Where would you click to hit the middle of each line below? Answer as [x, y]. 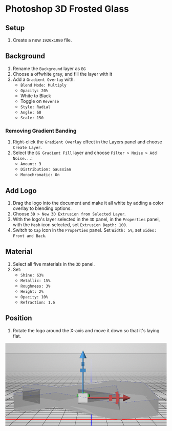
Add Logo [21, 191]
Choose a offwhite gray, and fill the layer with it [62, 74]
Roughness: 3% [35, 286]
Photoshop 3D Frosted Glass [67, 9]
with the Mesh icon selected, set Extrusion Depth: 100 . [70, 224]
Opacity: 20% [34, 91]
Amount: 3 [31, 164]
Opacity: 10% [34, 297]
